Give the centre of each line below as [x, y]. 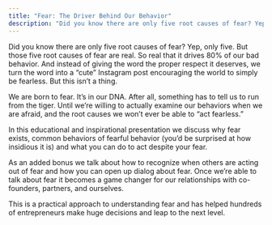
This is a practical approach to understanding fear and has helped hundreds [135, 204]
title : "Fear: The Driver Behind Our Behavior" [90, 16]
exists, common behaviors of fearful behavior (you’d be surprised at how [130, 138]
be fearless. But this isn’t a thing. [63, 81]
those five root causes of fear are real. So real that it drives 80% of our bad [134, 55]
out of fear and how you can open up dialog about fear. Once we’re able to [133, 171]
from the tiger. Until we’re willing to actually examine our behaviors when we [136, 105]
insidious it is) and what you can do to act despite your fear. [108, 146]
